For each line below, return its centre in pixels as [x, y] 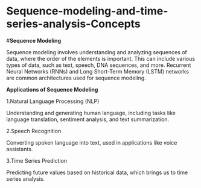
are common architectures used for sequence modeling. [76, 78]
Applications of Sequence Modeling [52, 89]
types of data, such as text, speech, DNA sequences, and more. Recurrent [99, 65]
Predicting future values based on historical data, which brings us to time [97, 172]
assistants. [20, 149]
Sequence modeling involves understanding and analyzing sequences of [97, 52]
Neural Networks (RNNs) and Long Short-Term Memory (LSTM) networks [97, 71]
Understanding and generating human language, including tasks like [91, 113]
